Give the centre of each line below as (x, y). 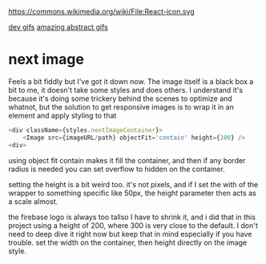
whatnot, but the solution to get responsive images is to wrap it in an (121, 106)
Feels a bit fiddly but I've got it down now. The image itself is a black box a (131, 81)
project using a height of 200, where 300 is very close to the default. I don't (133, 225)
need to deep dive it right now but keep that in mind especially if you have (130, 234)
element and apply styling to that (62, 115)
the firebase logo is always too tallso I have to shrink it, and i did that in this (132, 217)
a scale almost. (33, 201)
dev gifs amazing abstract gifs (58, 27)
